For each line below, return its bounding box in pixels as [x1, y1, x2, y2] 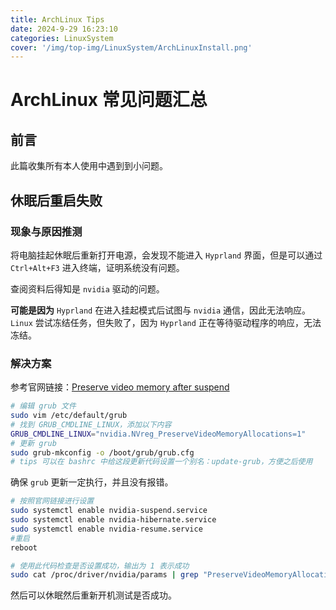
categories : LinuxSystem [10, 33, 114, 43]
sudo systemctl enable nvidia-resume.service [10, 524, 203, 534]
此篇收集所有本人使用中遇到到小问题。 [10, 160, 168, 172]
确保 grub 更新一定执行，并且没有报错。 [10, 476, 174, 488]
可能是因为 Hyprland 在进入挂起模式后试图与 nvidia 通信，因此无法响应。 [10, 304, 311, 316]
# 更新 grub [10, 438, 57, 448]
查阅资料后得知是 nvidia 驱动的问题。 [10, 282, 165, 295]
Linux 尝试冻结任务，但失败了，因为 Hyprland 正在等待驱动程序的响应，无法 [10, 316, 322, 328]
